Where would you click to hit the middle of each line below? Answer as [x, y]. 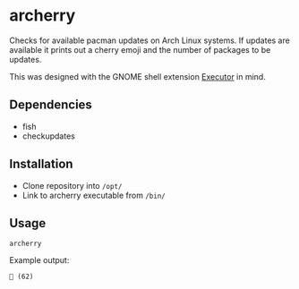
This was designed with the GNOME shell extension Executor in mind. [137, 76]
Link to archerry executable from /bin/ [94, 195]
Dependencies [51, 105]
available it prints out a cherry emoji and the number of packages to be [140, 49]
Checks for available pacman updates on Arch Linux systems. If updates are [150, 40]
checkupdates [49, 136]
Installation [41, 164]
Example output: [39, 260]
